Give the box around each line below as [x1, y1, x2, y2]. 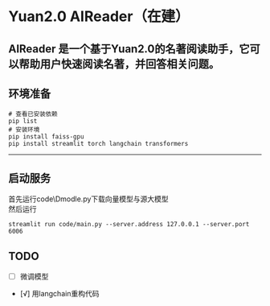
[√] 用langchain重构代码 [19, 289, 100, 299]
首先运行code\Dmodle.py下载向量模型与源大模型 [8, 194, 169, 204]
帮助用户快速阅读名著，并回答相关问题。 [18, 57, 219, 71]
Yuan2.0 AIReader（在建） [8, 7, 190, 26]
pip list [8, 118, 38, 126]
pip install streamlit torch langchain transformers [8, 140, 189, 148]
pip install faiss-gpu [8, 133, 84, 141]
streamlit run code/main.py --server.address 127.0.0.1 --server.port [8, 221, 250, 229]
